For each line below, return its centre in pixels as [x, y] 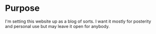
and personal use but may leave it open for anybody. [57, 26]
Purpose [22, 8]
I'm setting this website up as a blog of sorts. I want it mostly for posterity [78, 21]
